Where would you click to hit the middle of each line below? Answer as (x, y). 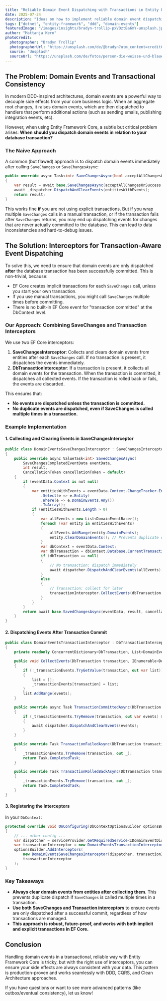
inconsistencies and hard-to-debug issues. (49, 230)
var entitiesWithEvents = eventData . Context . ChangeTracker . (95, 491)
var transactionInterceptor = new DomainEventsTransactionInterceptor (89, 845)
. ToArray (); (53, 505)
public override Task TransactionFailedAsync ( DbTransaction (78, 744)
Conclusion (23, 945)
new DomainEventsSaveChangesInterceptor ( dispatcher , (79, 854)
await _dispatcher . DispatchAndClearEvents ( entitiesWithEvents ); (82, 190)
